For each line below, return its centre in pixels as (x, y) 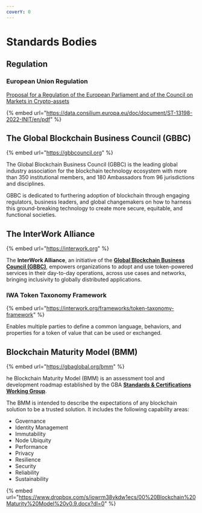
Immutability (30, 434)
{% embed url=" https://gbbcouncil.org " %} (60, 153)
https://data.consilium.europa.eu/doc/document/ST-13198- (119, 113)
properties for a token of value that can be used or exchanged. (84, 333)
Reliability (27, 472)
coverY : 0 (19, 12)
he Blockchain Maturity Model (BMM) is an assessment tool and (85, 379)
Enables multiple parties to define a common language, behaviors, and (94, 326)
